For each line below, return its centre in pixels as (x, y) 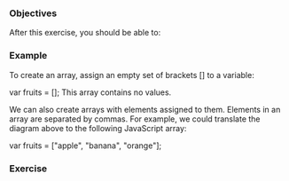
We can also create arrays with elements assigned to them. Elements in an (145, 109)
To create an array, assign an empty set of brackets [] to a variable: (132, 75)
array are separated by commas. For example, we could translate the (135, 119)
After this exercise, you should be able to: (85, 33)
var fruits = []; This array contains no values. (90, 92)
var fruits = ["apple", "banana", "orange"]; (86, 146)
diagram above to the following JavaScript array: (98, 128)
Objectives (33, 13)
